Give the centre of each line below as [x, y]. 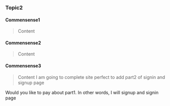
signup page [31, 83]
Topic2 [14, 8]
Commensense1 [23, 20]
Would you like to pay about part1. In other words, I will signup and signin [82, 92]
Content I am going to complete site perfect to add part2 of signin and [91, 77]
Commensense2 [23, 43]
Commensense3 [23, 66]
